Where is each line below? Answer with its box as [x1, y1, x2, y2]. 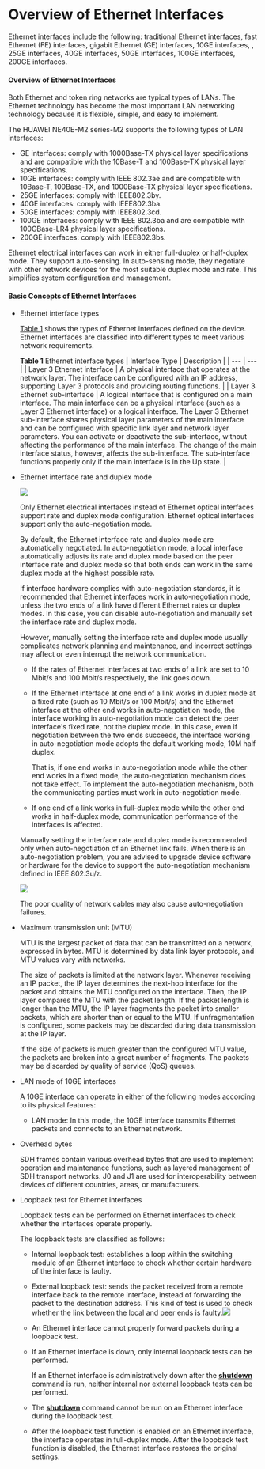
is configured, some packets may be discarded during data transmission [19, 1020, 256, 1030]
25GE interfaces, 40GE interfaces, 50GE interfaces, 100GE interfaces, [8, 48, 236, 58]
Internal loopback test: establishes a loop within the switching [31, 1250, 233, 1259]
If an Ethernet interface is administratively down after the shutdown [31, 1371, 253, 1380]
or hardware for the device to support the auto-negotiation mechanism [19, 861, 251, 870]
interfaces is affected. [31, 820, 104, 830]
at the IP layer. [19, 1029, 67, 1039]
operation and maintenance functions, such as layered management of [19, 1163, 251, 1172]
